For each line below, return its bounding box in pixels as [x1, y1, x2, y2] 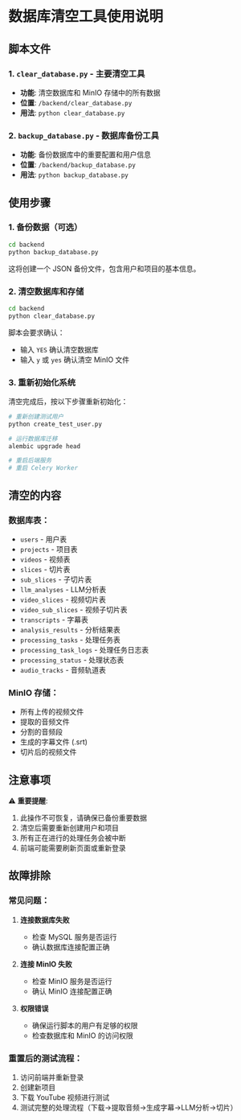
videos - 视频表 [19, 554, 71, 564]
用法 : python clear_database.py [19, 108, 125, 117]
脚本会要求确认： [8, 327, 65, 337]
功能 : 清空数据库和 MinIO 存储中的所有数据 [19, 88, 161, 97]
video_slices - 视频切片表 [19, 595, 107, 604]
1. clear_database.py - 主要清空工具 [8, 68, 145, 79]
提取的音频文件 [19, 717, 70, 727]
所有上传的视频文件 [19, 707, 84, 717]
